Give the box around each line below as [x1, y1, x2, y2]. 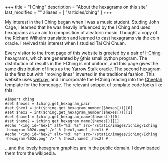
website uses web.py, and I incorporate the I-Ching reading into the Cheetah [5, 77, 163, 82]
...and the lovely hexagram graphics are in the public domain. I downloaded [5, 145, 160, 151]
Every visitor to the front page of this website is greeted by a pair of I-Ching [5, 50, 161, 56]
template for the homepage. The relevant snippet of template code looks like [5, 82, 163, 88]
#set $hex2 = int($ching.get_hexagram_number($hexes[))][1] [5, 110, 133, 115]
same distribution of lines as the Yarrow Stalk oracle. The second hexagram [5, 66, 161, 72]
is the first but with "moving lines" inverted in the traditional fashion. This [5, 71, 155, 77]
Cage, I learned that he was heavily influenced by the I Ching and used [5, 24, 151, 30]
